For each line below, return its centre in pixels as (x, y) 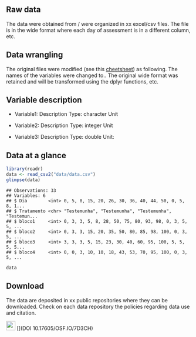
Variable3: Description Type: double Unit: (64, 137)
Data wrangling (35, 55)
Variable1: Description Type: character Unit (66, 114)
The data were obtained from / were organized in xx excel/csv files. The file (97, 24)
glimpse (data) (23, 180)
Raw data (23, 10)
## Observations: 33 (31, 191)
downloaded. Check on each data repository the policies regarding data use (98, 306)
